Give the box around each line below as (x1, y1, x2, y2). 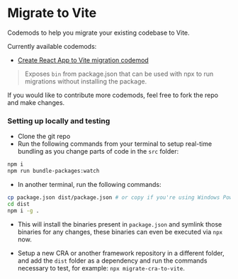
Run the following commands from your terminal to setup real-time (17, 139, 212, 148)
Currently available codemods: (7, 42, 97, 50)
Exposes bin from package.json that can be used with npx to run (24, 69, 214, 78)
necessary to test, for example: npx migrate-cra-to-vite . (17, 263, 186, 272)
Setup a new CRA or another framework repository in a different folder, (17, 249, 225, 257)
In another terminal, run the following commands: (17, 180, 161, 188)
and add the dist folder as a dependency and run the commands (17, 256, 208, 265)
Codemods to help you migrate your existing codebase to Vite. (7, 28, 190, 37)
